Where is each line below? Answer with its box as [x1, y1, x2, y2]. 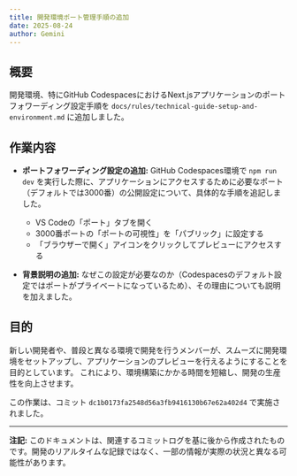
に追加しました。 [66, 111, 130, 122]
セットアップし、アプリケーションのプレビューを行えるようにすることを [24, 356, 288, 366]
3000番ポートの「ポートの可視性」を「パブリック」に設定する [34, 228, 264, 239]
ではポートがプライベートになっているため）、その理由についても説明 [29, 280, 281, 290]
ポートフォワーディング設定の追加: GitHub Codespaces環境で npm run [21, 165, 277, 175]
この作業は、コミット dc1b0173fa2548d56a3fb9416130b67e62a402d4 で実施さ [9, 396, 281, 407]
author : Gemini [9, 29, 65, 38]
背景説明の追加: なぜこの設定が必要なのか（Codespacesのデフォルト [21, 269, 275, 280]
